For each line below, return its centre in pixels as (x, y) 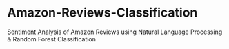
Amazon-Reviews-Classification (102, 13)
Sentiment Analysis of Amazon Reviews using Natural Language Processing (115, 32)
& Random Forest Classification (52, 39)
